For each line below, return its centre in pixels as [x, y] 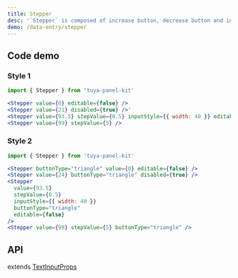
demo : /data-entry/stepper [47, 27]
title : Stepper [30, 14]
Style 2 [20, 141]
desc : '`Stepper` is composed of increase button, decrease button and [115, 21]
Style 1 [19, 76]
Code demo [33, 56]
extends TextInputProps [42, 267]
